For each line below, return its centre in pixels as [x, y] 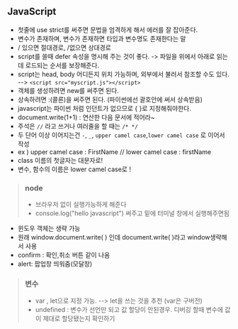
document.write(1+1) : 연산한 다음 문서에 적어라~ [86, 117]
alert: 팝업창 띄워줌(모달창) [55, 264]
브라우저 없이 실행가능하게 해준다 [81, 205]
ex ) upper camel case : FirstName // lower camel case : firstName [114, 151]
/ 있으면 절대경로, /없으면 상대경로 [64, 47]
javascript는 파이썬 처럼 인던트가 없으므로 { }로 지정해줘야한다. [104, 108]
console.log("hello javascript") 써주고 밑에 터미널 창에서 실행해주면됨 [132, 213]
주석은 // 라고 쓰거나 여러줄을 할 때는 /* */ [78, 126]
